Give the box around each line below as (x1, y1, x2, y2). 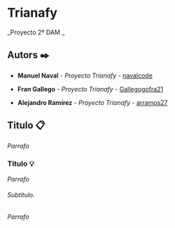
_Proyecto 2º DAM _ (7, 28, 65, 36)
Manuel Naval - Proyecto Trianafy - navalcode (17, 71, 153, 80)
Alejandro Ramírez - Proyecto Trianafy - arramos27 (17, 98, 168, 106)
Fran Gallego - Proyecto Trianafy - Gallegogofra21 (17, 85, 164, 93)
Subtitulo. (7, 191, 35, 199)
